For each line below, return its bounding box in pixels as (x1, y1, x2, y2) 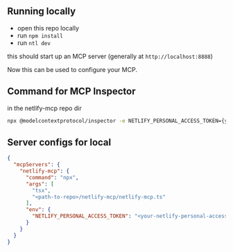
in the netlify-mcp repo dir (7, 104, 82, 112)
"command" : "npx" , (25, 174, 79, 181)
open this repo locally (17, 24, 80, 32)
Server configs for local (7, 136, 112, 148)
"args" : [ (25, 180, 54, 188)
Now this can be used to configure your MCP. (7, 65, 137, 73)
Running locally (7, 6, 76, 17)
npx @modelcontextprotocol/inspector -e (7, 117, 126, 124)
